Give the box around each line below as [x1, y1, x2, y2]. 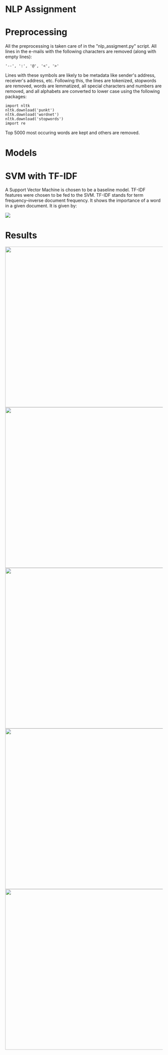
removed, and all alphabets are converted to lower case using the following [5, 88, 160, 94]
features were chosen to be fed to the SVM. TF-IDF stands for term [5, 192, 143, 198]
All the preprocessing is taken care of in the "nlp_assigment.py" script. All [5, 43, 156, 49]
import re [5, 121, 26, 126]
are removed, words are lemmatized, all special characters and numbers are [5, 83, 162, 89]
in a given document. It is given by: [5, 203, 77, 209]
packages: [5, 94, 27, 100]
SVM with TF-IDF [5, 170, 77, 182]
